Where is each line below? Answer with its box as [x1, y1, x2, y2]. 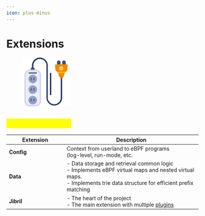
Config [9, 148, 27, 156]
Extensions [6, 37, 65, 51]
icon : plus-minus [6, 10, 51, 16]
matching [67, 186, 90, 193]
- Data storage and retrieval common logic [67, 160, 174, 167]
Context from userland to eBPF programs [67, 145, 170, 153]
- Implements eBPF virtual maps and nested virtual [67, 167, 195, 174]
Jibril [9, 198, 23, 205]
